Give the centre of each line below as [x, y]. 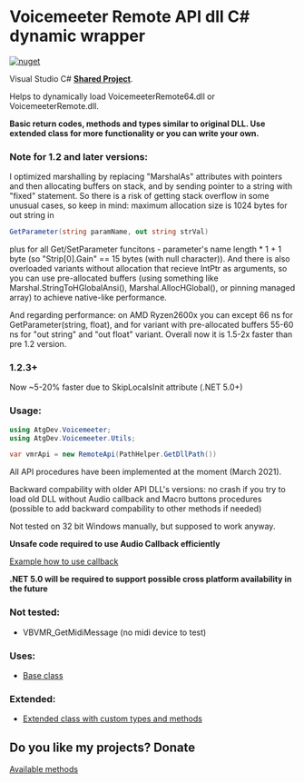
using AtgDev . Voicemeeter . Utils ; [73, 438]
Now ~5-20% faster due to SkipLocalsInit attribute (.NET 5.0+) [126, 387]
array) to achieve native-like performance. [88, 298]
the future [29, 589]
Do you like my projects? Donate [103, 747]
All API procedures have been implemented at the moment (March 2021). [146, 472]
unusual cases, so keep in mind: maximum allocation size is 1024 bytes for [148, 205]
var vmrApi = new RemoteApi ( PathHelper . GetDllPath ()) [113, 455]
